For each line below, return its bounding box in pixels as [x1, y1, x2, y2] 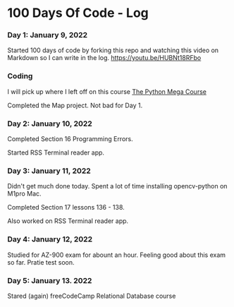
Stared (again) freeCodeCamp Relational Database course [7, 291, 176, 300]
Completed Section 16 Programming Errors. [7, 135, 133, 143]
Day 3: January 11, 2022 [7, 166, 92, 176]
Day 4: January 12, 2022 [7, 234, 93, 244]
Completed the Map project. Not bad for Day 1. [7, 101, 143, 109]
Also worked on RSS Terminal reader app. [7, 217, 129, 225]
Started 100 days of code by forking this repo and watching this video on [7, 46, 219, 54]
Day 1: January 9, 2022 [7, 30, 88, 40]
